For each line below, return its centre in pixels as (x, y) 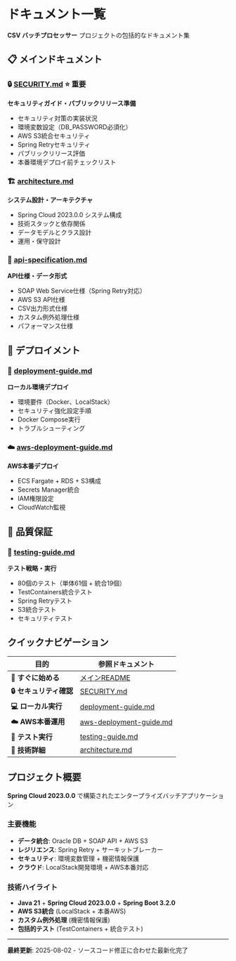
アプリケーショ (203, 795)
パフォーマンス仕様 (45, 326)
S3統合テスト (37, 609)
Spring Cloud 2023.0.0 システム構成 (70, 214)
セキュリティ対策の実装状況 (57, 118)
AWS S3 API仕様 (41, 300)
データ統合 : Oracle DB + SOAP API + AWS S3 (83, 841)
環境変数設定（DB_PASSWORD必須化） (74, 126)
